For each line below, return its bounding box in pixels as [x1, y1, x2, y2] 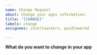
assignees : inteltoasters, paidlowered [5, 26, 89, 31]
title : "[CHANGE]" [5, 16, 44, 21]
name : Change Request [5, 7, 51, 12]
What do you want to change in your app [5, 44, 92, 50]
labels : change [5, 21, 37, 26]
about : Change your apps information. [5, 12, 87, 17]
